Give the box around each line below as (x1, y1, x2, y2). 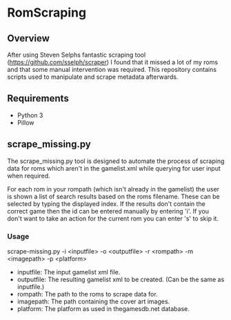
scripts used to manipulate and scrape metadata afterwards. (7, 73, 179, 81)
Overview (7, 32, 50, 44)
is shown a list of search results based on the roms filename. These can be (7, 192, 221, 200)
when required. (7, 171, 50, 180)
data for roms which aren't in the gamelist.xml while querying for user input (7, 164, 221, 172)
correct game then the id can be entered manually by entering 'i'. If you (7, 207, 209, 215)
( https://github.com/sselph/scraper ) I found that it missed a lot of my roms (7, 58, 219, 66)
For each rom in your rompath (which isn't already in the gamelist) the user (7, 185, 219, 193)
